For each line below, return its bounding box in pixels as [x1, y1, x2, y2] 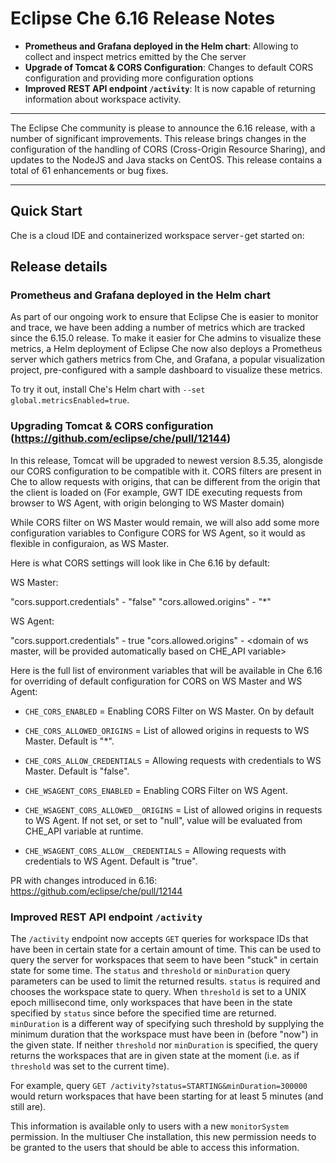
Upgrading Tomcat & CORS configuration [10, 419, 214, 433]
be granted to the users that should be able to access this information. [10, 1142, 300, 1154]
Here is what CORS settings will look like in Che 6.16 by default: [10, 557, 271, 569]
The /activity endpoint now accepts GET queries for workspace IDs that [10, 933, 309, 945]
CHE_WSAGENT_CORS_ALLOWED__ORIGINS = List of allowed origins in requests [24, 803, 323, 816]
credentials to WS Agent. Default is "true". [24, 855, 198, 867]
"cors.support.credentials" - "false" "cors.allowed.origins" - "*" [10, 595, 272, 607]
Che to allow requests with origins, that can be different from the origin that [10, 475, 321, 487]
